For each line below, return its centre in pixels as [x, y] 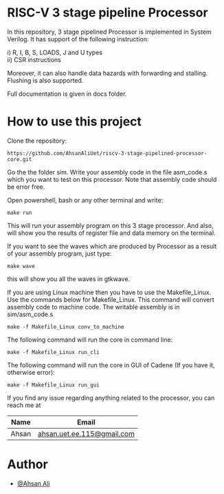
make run [20, 213]
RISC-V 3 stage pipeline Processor [108, 13]
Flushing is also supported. [45, 80]
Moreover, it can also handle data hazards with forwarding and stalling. [108, 73]
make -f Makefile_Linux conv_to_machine [66, 327]
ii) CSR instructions [34, 59]
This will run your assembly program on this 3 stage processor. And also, [111, 225]
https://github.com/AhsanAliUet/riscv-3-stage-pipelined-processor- [107, 153]
